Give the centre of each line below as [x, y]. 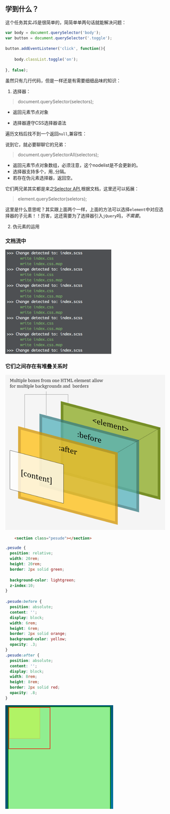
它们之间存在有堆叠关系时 [37, 366]
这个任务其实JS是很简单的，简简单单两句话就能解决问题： [66, 22]
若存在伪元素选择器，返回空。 [44, 178]
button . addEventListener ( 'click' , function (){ [55, 49]
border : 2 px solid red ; [35, 688]
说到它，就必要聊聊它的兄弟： [36, 144]
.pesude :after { [22, 655]
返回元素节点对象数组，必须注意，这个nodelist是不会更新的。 [76, 165]
